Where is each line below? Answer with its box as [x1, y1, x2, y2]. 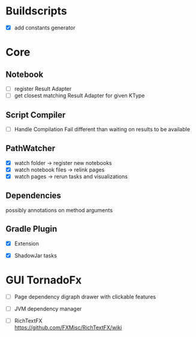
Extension [14, 240, 40, 247]
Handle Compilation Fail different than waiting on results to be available [14, 125, 190, 133]
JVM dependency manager [14, 305, 82, 312]
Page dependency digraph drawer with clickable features [14, 293, 156, 300]
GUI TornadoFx [5, 273, 82, 287]
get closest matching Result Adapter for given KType [14, 92, 145, 100]
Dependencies [5, 191, 61, 201]
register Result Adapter [14, 85, 72, 92]
